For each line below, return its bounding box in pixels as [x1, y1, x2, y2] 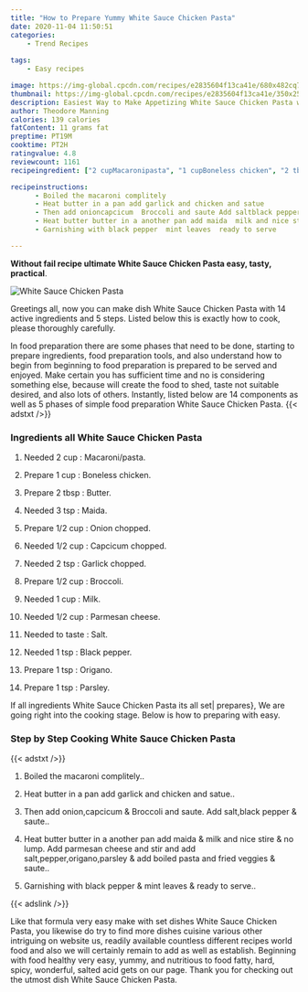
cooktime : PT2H [10, 141, 69, 150]
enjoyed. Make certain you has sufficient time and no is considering [10, 369, 265, 380]
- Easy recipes [27, 65, 85, 74]
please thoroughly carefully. [10, 322, 116, 334]
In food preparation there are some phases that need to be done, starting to [10, 340, 295, 351]
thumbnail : [10, 89, 52, 99]
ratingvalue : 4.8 [10, 149, 77, 158]
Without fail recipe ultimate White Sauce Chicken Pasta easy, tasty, [10, 258, 272, 269]
